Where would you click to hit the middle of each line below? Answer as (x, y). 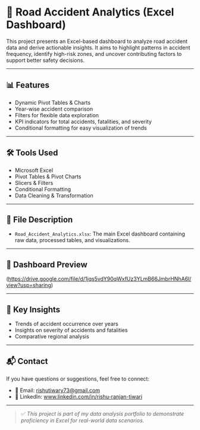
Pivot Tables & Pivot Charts (48, 176)
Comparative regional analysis (52, 336)
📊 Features (28, 85)
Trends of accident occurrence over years (66, 324)
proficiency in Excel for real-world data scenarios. (82, 420)
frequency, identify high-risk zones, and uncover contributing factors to (94, 54)
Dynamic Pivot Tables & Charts (53, 102)
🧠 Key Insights (33, 310)
